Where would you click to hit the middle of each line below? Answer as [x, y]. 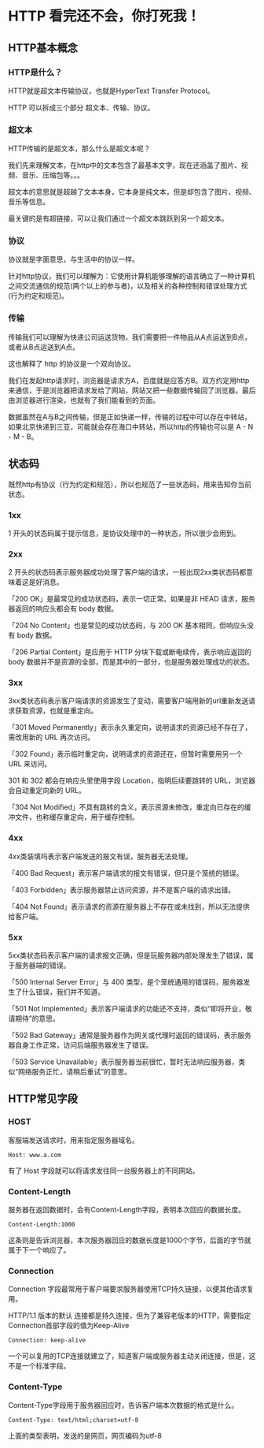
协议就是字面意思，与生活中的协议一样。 [73, 259]
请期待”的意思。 [34, 1018]
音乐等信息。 [29, 202]
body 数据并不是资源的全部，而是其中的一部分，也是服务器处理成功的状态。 [131, 662]
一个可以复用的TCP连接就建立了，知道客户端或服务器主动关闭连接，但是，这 [132, 1356]
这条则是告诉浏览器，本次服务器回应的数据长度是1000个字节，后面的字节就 [130, 1240]
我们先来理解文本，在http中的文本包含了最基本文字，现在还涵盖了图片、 [125, 166]
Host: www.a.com [35, 1155]
